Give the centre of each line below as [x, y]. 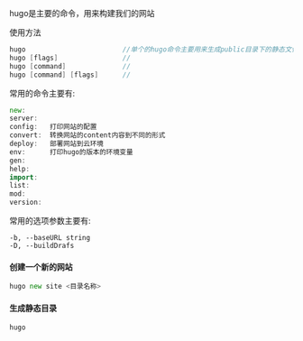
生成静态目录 [33, 308]
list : [19, 186]
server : [24, 119]
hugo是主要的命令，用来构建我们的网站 [82, 13]
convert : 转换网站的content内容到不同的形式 [87, 135]
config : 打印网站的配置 [53, 127]
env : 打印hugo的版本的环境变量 [71, 152]
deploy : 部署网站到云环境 [56, 143]
